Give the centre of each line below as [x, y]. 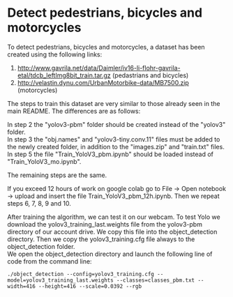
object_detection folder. [41, 246]
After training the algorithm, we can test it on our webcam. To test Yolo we [114, 217]
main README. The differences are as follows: [74, 111]
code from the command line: [50, 261]
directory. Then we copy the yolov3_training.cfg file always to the [101, 239]
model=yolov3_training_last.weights [60, 280]
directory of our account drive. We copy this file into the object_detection [112, 231]
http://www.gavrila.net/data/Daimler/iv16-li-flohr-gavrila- [99, 68]
